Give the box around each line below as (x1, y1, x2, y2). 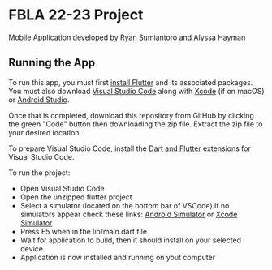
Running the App (8, 56, 96, 70)
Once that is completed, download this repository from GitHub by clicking (8, 110, 254, 120)
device (19, 243, 43, 253)
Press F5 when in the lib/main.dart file (19, 226, 148, 236)
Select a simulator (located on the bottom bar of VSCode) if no (19, 200, 230, 210)
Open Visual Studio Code (19, 183, 105, 193)
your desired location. (8, 127, 82, 137)
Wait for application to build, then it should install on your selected (19, 235, 242, 245)
